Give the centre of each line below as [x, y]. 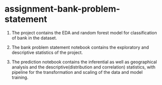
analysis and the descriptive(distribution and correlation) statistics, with [83, 67]
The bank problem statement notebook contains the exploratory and [80, 47]
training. [20, 77]
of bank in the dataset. [34, 38]
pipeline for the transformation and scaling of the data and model [77, 72]
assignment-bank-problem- [62, 9]
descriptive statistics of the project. [47, 52]
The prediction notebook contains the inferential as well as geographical [84, 62]
